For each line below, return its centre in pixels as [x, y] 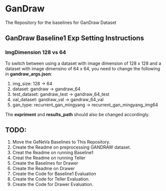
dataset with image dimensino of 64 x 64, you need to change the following [83, 68]
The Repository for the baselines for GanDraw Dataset [61, 22]
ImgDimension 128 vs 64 [36, 52]
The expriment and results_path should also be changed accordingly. [78, 114]
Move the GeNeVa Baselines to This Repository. [61, 142]
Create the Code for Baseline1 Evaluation [54, 174]
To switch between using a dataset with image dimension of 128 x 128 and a [83, 63]
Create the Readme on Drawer [44, 169]
